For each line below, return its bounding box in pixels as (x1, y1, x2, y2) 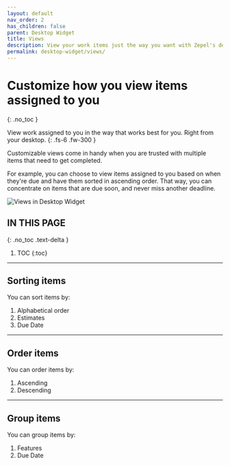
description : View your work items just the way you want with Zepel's (7, 42, 216, 49)
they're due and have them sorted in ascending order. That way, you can (7, 176, 212, 185)
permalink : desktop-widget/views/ (7, 49, 106, 56)
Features (16, 444, 42, 453)
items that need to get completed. (7, 156, 103, 165)
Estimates (16, 313, 45, 322)
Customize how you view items (7, 78, 188, 93)
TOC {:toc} (16, 248, 48, 257)
